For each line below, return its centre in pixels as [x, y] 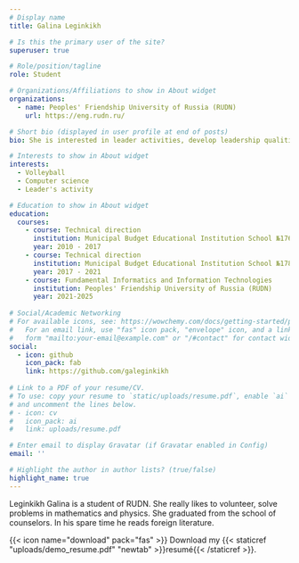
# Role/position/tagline [55, 66]
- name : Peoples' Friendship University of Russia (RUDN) [127, 107]
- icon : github [45, 355]
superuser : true [39, 50]
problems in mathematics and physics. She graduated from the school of [143, 513]
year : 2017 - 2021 [67, 272]
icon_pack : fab [53, 363]
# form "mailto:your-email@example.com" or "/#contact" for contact [143, 338]
